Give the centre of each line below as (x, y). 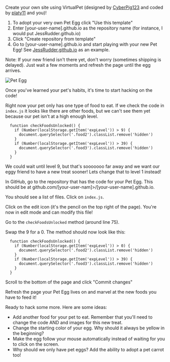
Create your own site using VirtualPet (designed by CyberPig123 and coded (84, 7)
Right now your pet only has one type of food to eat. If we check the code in (85, 106)
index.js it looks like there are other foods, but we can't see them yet (78, 111)
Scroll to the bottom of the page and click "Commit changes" (69, 282)
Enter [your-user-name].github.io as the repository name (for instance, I (88, 28)
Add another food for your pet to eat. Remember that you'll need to (82, 317)
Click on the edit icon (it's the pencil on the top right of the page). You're (81, 207)
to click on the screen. (36, 344)
